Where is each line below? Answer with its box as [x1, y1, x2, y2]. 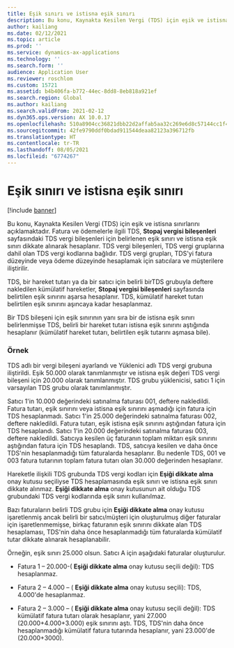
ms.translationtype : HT [7, 133, 77, 140]
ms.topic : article [7, 36, 61, 43]
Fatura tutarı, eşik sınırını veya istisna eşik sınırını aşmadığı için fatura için [7, 405, 217, 413]
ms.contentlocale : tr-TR [7, 140, 79, 147]
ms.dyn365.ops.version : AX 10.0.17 [7, 114, 111, 121]
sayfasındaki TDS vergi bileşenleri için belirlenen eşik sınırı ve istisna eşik [7, 234, 217, 243]
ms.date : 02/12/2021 [7, 29, 68, 37]
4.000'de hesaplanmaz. [17, 591, 86, 599]
